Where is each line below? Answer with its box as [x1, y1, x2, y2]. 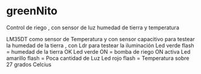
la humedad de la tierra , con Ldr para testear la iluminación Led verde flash [6, 42, 194, 49]
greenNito [6, 4, 58, 18]
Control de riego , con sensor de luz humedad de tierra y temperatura [6, 24, 180, 31]
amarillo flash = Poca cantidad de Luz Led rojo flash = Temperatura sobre [6, 54, 190, 61]
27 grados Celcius [6, 61, 52, 68]
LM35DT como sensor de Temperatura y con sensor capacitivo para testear [6, 35, 195, 42]
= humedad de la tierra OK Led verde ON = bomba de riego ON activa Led [6, 48, 191, 55]
